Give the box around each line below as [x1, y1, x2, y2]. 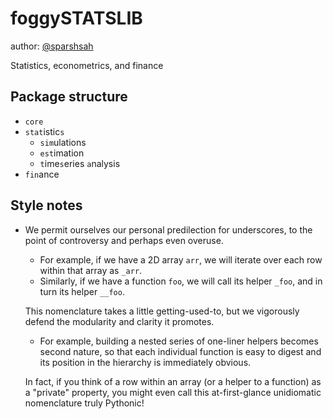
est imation [39, 147, 85, 159]
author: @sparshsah [10, 40, 94, 52]
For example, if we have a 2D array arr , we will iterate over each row [39, 253, 323, 266]
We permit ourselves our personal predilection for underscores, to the [24, 223, 313, 236]
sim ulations [39, 136, 87, 148]
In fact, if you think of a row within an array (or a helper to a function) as [24, 375, 322, 387]
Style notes [10, 197, 83, 214]
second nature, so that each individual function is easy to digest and [39, 345, 322, 357]
